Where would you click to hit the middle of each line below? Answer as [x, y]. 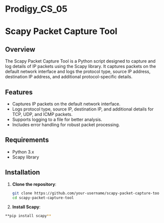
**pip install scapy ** [28, 216]
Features [19, 92]
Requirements [27, 140]
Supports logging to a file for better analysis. [57, 119]
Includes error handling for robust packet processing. [66, 125]
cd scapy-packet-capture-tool [43, 198]
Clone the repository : [34, 184]
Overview [20, 49]
